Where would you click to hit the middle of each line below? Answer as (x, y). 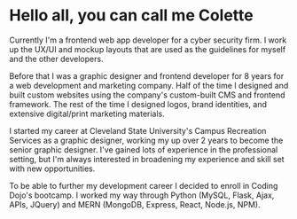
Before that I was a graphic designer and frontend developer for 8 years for (147, 75)
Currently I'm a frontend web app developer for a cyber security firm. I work (148, 40)
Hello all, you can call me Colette (132, 16)
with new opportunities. (52, 168)
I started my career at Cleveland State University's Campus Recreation (138, 130)
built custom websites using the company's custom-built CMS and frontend (147, 95)
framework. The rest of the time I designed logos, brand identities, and (138, 104)
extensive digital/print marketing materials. (87, 113)
